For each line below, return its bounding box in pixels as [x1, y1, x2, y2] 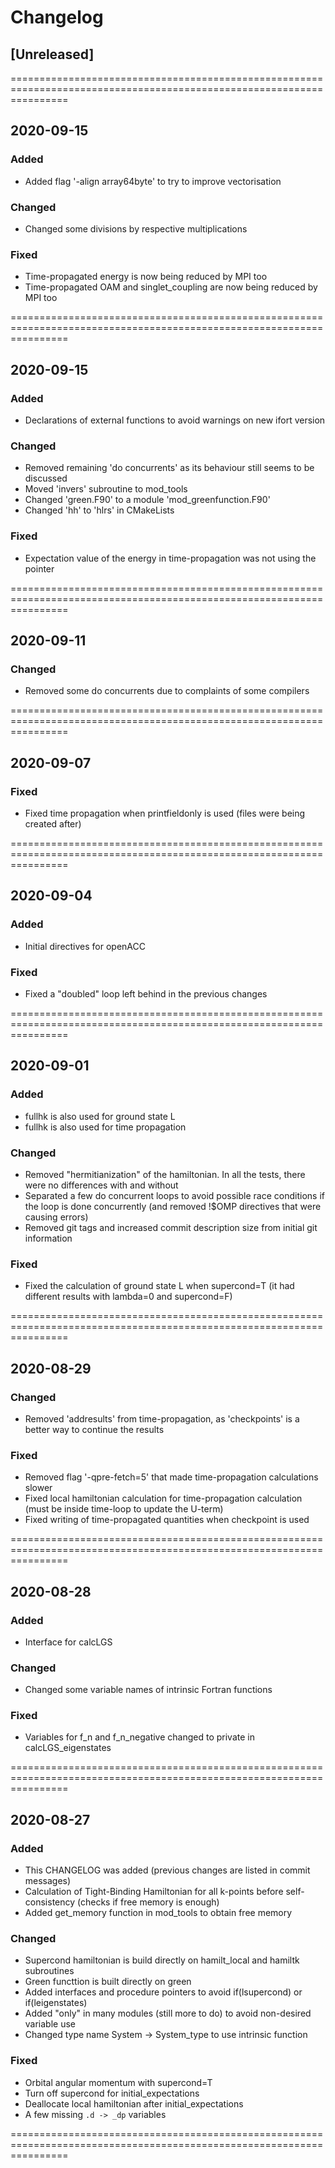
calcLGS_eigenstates [24, 1742, 112, 1754]
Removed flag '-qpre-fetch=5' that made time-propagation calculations [24, 1471, 319, 1483]
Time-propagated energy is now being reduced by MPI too [24, 271, 268, 283]
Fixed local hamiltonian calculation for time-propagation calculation [24, 1492, 303, 1505]
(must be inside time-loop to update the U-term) [24, 1503, 224, 1515]
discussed [24, 472, 68, 485]
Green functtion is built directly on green [24, 1976, 192, 1988]
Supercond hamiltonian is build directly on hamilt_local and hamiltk [24, 1954, 300, 1966]
